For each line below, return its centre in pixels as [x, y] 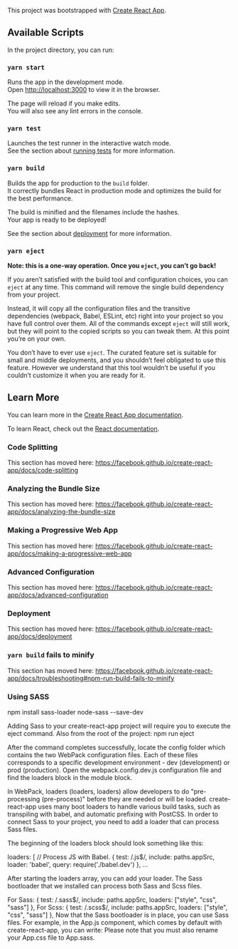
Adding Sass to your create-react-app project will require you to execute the [119, 726]
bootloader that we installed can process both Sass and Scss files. [105, 886]
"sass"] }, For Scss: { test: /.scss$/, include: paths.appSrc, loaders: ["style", [118, 907]
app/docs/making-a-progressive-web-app [70, 553]
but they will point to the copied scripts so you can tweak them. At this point [118, 331]
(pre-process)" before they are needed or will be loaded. [125, 799]
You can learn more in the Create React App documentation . [96, 415]
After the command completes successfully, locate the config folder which [117, 747]
